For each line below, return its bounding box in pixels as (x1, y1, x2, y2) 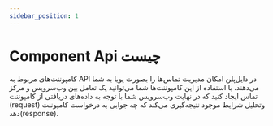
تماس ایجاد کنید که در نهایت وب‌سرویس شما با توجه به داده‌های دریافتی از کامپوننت (9, 91, 258, 101)
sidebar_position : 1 (9, 11, 80, 20)
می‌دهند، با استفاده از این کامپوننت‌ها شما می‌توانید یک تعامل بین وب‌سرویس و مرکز (9, 82, 259, 92)
